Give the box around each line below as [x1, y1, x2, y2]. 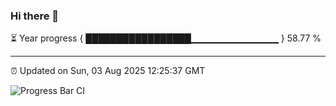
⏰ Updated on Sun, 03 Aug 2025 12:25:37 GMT [10, 65, 206, 77]
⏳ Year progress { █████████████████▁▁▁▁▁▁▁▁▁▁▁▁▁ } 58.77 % [10, 32, 322, 44]
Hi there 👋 [10, 9, 60, 23]
